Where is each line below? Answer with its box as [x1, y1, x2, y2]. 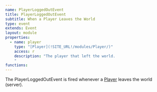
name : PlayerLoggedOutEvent [5, 7, 64, 12]
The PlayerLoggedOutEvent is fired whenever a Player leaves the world [5, 77, 152, 83]
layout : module [5, 30, 37, 35]
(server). [5, 82, 24, 88]
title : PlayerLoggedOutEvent [5, 12, 66, 17]
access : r [14, 49, 35, 54]
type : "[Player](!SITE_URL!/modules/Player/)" [14, 44, 113, 49]
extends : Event [5, 26, 37, 31]
